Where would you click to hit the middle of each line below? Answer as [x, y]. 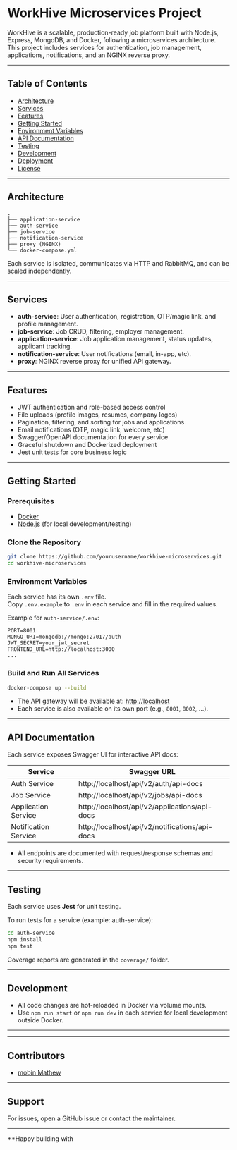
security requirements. [50, 861]
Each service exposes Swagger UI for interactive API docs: [93, 754]
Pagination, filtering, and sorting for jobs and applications [101, 422]
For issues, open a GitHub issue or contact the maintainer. [92, 1118]
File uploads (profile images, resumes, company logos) [97, 415]
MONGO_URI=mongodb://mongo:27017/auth [64, 637]
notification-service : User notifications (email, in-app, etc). [104, 354]
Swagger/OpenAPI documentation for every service [93, 437]
